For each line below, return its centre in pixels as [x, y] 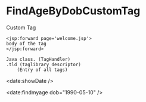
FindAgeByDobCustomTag [73, 11]
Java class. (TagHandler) [38, 59]
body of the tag [26, 44]
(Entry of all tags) [42, 70]
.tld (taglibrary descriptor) [44, 64]
